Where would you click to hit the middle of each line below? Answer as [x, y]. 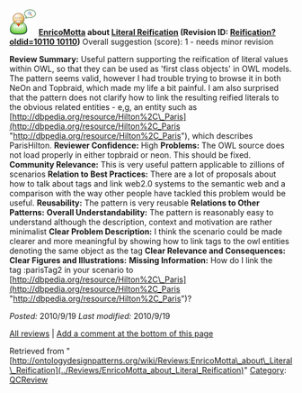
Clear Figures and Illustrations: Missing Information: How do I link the [141, 260]
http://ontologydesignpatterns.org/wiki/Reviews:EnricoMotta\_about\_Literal [152, 361]
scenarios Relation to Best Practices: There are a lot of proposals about [143, 174]
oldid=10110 [32, 41]
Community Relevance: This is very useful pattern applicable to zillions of [147, 165]
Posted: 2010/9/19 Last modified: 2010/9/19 [90, 316]
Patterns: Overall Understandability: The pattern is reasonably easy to [142, 212]
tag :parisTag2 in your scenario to [71, 270]
